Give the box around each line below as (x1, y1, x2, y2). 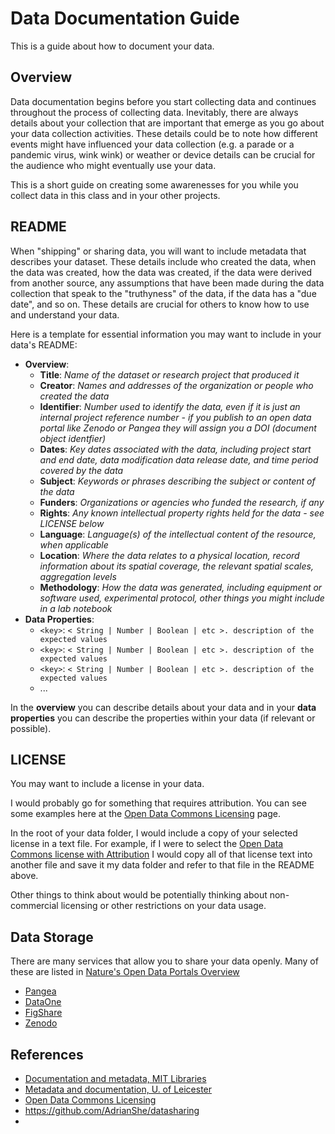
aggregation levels (39, 570, 117, 582)
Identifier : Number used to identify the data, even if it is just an (39, 400, 301, 412)
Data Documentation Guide (10, 7, 240, 30)
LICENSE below (39, 517, 105, 529)
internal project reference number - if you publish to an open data (39, 411, 312, 423)
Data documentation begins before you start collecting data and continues (10, 95, 317, 107)
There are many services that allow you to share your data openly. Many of (10, 955, 319, 967)
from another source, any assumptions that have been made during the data (10, 277, 325, 289)
